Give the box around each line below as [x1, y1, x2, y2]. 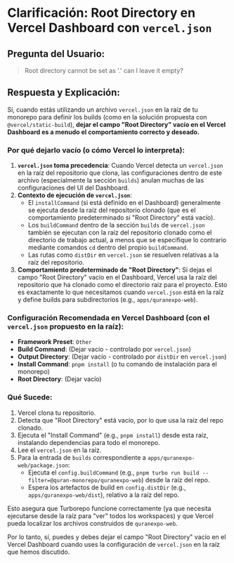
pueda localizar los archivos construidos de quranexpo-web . [7, 519, 178, 527]
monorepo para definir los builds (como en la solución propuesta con [7, 112, 207, 121]
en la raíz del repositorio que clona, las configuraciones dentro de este [17, 168, 223, 177]
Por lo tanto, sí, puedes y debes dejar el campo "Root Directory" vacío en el [7, 532, 226, 541]
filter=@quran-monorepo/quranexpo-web [27, 477, 142, 484]
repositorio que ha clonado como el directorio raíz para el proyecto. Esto [17, 281, 228, 289]
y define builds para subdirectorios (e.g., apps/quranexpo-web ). [17, 296, 198, 304]
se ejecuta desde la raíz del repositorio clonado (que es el [27, 206, 196, 215]
